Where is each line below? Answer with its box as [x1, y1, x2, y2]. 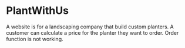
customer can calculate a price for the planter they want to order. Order [6, 29, 179, 36]
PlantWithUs [6, 4, 69, 17]
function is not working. [6, 35, 63, 42]
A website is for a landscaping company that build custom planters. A [6, 23, 174, 30]
